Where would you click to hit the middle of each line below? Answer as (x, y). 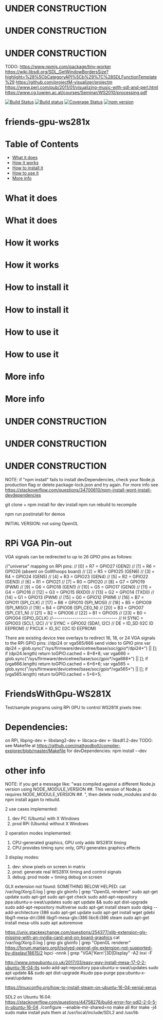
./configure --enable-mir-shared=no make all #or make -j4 (98, 1007)
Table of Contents (42, 144)
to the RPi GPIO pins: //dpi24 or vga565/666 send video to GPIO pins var (78, 643)
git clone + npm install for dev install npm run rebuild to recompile (71, 504)
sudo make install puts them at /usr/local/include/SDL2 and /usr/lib (72, 1013)
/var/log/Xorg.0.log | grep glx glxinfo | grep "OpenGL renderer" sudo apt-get (81, 892)
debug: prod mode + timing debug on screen (57, 877)
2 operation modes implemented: (38, 833)
